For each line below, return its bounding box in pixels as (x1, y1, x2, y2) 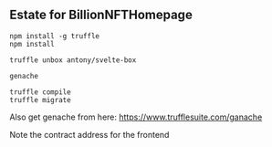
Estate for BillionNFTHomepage (9, 7, 194, 23)
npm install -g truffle (9, 31, 100, 40)
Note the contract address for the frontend (9, 129, 170, 140)
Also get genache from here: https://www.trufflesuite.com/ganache (9, 111, 263, 122)
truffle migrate (9, 95, 71, 104)
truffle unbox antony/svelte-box (9, 55, 137, 65)
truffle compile (9, 87, 71, 97)
